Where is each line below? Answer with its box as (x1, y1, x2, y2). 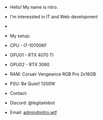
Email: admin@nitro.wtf (9, 110, 57, 115)
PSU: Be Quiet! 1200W (9, 81, 56, 86)
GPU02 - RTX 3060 (9, 62, 50, 67)
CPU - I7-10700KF (9, 42, 47, 48)
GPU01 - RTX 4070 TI (9, 52, 54, 58)
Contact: (9, 90, 28, 96)
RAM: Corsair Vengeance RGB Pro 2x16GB (9, 71, 96, 77)
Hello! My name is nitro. (9, 4, 58, 10)
